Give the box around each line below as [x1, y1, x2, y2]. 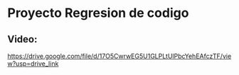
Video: [7, 33, 38, 45]
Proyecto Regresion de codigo [7, 5, 189, 21]
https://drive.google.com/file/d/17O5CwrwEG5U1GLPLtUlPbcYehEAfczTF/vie [7, 52, 232, 60]
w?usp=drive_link [7, 59, 59, 68]
